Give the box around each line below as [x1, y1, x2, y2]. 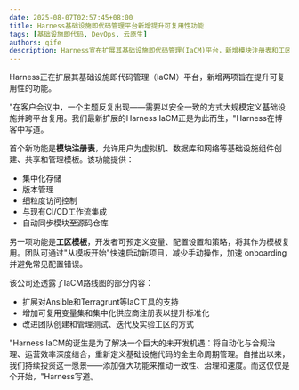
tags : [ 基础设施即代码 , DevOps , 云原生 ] [9, 29, 148, 38]
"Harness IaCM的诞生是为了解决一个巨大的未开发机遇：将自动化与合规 [9, 337, 268, 348]
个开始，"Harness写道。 [9, 371, 99, 382]
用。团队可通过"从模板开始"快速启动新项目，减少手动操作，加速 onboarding [9, 248, 287, 258]
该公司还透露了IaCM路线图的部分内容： [9, 278, 154, 288]
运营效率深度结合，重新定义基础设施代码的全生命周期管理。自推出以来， [24, 349, 290, 360]
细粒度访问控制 [21, 195, 77, 206]
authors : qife [9, 37, 62, 47]
